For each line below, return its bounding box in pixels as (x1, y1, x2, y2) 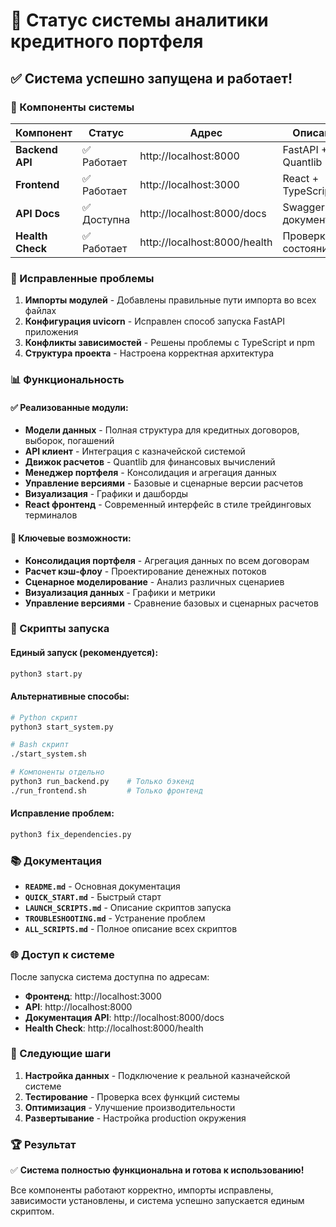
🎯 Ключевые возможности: (10, 532, 132, 544)
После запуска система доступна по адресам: (10, 970, 210, 983)
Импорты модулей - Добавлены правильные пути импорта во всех (24, 294, 317, 306)
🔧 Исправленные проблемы (10, 271, 155, 285)
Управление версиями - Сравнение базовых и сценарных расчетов (24, 597, 319, 609)
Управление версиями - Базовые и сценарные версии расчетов (24, 477, 304, 489)
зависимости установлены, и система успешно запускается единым (10, 1195, 305, 1207)
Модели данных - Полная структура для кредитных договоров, (24, 424, 300, 436)
